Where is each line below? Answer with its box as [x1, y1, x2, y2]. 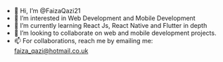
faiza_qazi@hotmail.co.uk [13, 47, 89, 55]
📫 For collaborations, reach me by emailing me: [13, 37, 153, 45]
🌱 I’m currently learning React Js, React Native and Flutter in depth [13, 22, 208, 29]
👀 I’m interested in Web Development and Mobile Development [13, 14, 196, 22]
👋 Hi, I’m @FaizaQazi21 [13, 7, 81, 15]
